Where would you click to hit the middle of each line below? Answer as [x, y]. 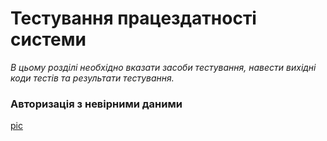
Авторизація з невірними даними [96, 104]
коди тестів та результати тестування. [92, 78]
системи [48, 39]
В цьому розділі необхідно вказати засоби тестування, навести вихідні [163, 67]
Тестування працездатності [133, 18]
